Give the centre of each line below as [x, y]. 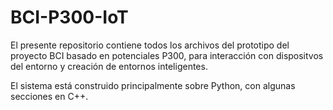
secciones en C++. [49, 96]
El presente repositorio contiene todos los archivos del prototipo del [150, 45]
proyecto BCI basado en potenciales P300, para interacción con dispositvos [167, 55]
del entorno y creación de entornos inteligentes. [109, 66]
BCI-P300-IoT [69, 17]
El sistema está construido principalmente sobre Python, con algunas [153, 85]
